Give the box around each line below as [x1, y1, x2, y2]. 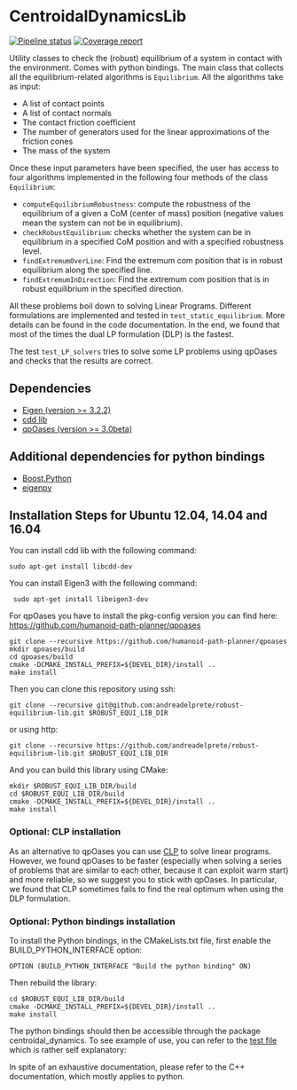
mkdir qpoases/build [9, 645, 86, 654]
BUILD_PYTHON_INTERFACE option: [9, 945, 143, 955]
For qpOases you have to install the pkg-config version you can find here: [9, 610, 278, 622]
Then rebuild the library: [9, 977, 98, 988]
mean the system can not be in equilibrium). [21, 217, 184, 228]
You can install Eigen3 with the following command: [9, 578, 198, 589]
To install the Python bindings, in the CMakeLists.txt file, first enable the [9, 935, 272, 945]
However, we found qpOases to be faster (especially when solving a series [9, 855, 282, 866]
